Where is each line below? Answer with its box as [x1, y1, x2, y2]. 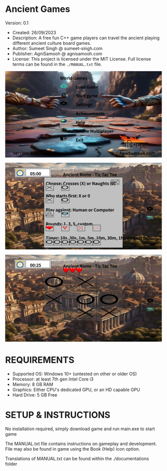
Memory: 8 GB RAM [12, 381, 54, 387]
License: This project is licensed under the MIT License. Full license [12, 56, 151, 62]
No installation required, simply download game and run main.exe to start [5, 426, 155, 432]
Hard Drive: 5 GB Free [12, 392, 58, 398]
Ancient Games [5, 3, 71, 15]
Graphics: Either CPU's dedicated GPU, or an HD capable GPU [12, 387, 140, 392]
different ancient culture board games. [12, 40, 91, 46]
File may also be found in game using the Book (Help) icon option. [5, 446, 140, 452]
